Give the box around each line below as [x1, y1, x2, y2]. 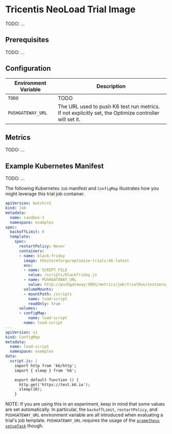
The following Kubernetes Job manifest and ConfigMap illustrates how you [5, 185, 159, 191]
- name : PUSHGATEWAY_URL [24, 277, 77, 282]
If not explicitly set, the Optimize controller [58, 109, 160, 116]
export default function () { [14, 377, 79, 383]
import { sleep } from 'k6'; [14, 368, 77, 373]
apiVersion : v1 [5, 330, 38, 335]
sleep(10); [18, 387, 42, 392]
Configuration [5, 64, 51, 73]
